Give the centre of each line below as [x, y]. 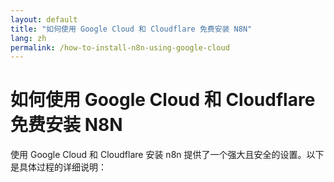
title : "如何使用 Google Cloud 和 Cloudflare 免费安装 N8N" [131, 29]
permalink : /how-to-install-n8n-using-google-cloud [120, 47]
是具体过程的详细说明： [58, 167]
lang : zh [28, 38]
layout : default [44, 19]
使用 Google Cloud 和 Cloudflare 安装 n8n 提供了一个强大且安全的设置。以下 [167, 155]
